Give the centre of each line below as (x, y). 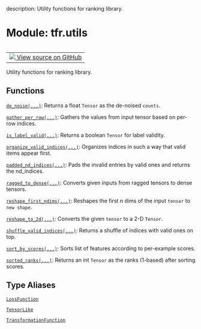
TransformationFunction (36, 320)
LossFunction (22, 299)
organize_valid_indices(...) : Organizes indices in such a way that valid (96, 146)
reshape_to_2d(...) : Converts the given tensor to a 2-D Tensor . (85, 219)
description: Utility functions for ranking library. (64, 9)
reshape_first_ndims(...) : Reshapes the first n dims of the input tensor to (98, 201)
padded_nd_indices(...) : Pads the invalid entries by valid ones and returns (98, 164)
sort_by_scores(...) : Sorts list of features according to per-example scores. (101, 248)
